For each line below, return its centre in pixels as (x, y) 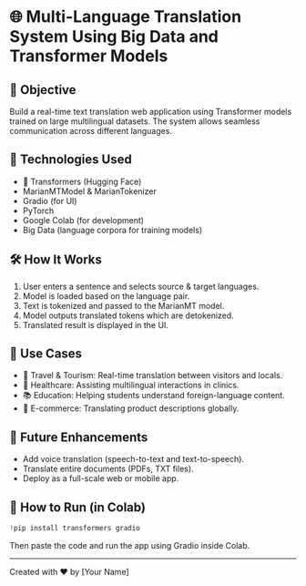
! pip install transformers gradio (75, 529)
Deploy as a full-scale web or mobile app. (101, 478)
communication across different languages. (91, 131)
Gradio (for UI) (50, 200)
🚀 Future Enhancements (79, 437)
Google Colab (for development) (83, 220)
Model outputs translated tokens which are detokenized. (128, 315)
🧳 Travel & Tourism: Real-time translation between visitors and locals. (153, 375)
